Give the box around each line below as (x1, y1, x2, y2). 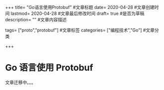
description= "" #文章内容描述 (5, 17, 67, 22)
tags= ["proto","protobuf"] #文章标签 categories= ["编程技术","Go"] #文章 (5, 27, 155, 33)
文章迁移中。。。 (5, 79, 36, 85)
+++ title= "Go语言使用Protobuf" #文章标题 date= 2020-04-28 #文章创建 (5, 4, 155, 10)
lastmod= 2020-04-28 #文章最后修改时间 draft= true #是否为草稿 (10, 10, 145, 16)
